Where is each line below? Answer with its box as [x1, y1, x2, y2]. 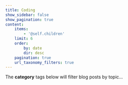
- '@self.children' [23, 31, 65, 36]
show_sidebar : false [5, 12, 49, 17]
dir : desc [23, 50, 44, 55]
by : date [23, 46, 42, 51]
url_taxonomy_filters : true [14, 60, 74, 65]
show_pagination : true [5, 17, 54, 22]
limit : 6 [14, 36, 33, 41]
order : [14, 41, 29, 46]
